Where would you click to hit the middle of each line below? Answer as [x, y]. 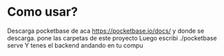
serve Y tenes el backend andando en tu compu [75, 45]
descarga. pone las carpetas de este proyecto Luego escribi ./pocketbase [112, 38]
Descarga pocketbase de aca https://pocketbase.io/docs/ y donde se [106, 31]
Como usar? [42, 12]
